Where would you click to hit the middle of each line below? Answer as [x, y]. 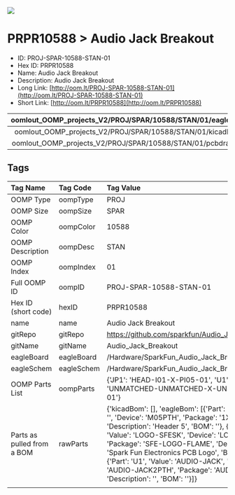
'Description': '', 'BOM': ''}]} [152, 478]
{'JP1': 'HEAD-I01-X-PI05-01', [160, 379]
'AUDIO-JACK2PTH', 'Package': [159, 470]
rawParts [73, 443]
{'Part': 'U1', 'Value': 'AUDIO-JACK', [166, 461]
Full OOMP [28, 282]
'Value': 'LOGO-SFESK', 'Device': [161, 435]
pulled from [30, 443]
